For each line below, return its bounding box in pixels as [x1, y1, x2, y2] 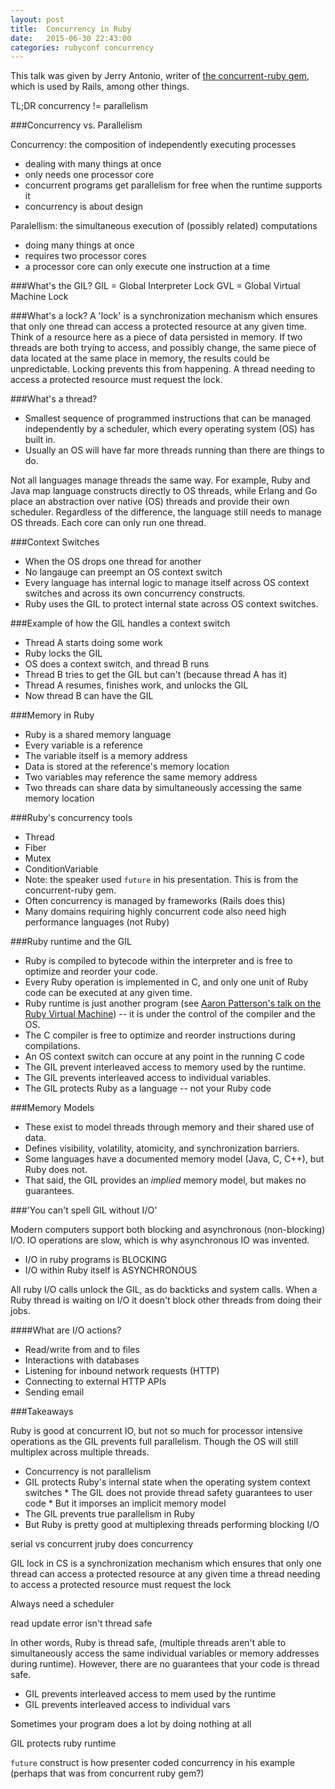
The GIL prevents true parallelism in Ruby [24, 1508, 195, 1520]
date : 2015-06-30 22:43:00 [10, 33, 132, 43]
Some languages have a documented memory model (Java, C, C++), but [24, 1153, 325, 1165]
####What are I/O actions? [10, 1324, 122, 1336]
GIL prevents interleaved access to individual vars [24, 1699, 231, 1711]
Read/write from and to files [24, 1344, 140, 1356]
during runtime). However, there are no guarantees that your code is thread [10, 1658, 320, 1670]
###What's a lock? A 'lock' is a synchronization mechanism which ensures [10, 310, 318, 322]
